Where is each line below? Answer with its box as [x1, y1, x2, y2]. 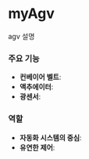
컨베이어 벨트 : [19, 72, 62, 82]
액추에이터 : [19, 82, 54, 92]
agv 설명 [8, 31, 35, 41]
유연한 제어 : [19, 143, 55, 152]
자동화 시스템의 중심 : [19, 132, 82, 142]
